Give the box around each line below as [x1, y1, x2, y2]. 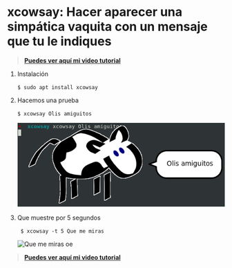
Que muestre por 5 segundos [17, 213, 101, 222]
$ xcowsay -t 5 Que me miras [20, 227, 105, 235]
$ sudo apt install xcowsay [17, 84, 98, 90]
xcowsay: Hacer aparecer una [7, 4, 183, 20]
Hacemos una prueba [17, 96, 79, 104]
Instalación [17, 70, 49, 78]
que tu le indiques [7, 34, 112, 49]
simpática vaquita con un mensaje [7, 19, 209, 35]
